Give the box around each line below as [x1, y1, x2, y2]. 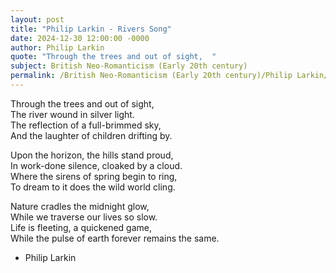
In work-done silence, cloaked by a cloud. [10, 159, 183, 171]
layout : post [10, 14, 65, 25]
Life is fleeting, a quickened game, [10, 221, 153, 233]
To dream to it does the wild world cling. [10, 181, 176, 193]
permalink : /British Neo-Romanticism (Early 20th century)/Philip [10, 71, 293, 81]
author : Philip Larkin [10, 42, 105, 53]
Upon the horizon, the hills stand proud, [10, 149, 174, 161]
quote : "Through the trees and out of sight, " [10, 52, 217, 62]
